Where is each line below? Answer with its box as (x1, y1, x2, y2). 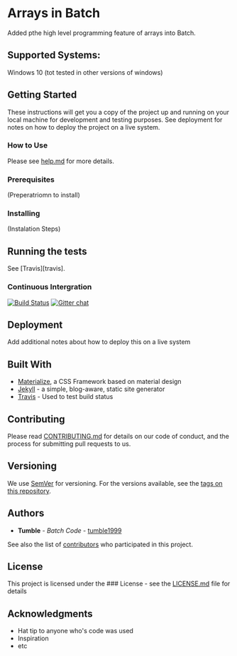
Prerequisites (7, 175, 55, 184)
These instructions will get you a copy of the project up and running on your (7, 108, 229, 116)
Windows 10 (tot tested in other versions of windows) (7, 68, 163, 76)
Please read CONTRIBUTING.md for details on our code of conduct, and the (7, 432, 229, 440)
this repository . (7, 486, 52, 495)
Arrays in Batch (7, 5, 101, 21)
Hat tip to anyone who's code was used (17, 627, 133, 635)
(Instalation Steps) (7, 224, 61, 233)
